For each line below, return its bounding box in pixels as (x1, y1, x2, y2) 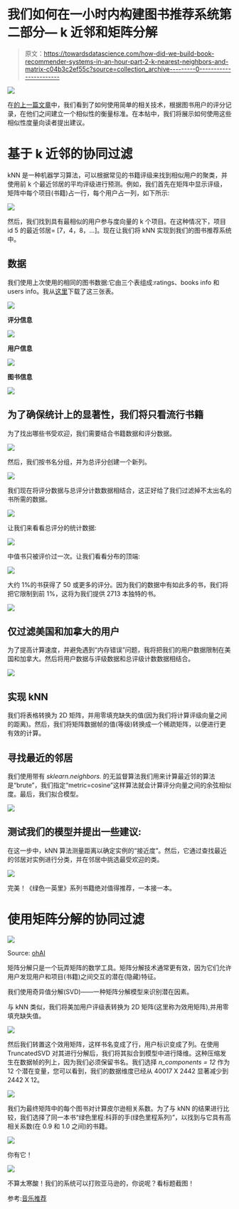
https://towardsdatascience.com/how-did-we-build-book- (43, 49, 215, 58)
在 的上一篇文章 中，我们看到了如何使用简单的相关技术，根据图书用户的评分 (7, 100, 225, 109)
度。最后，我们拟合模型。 (7, 789, 83, 798)
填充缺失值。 (7, 1011, 45, 1019)
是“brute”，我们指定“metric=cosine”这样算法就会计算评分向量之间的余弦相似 (7, 781, 232, 789)
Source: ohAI (7, 948, 46, 957)
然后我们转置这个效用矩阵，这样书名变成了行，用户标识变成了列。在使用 (7, 1039, 219, 1048)
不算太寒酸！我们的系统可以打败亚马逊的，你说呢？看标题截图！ (7, 1178, 194, 1187)
